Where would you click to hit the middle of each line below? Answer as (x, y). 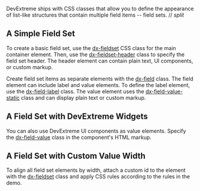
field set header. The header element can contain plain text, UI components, (100, 61)
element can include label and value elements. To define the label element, (98, 85)
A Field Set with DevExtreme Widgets (77, 117)
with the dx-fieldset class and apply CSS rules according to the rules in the (98, 177)
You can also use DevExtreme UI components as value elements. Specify (96, 131)
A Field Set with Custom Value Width (76, 156)
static (13, 97)
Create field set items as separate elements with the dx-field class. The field (100, 78)
